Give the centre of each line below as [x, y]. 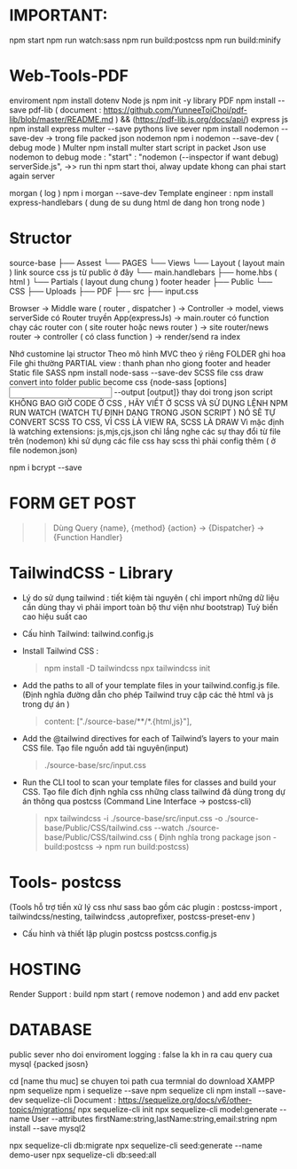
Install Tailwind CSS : [60, 651]
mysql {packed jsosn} [49, 1063]
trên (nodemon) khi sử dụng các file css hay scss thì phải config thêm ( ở [143, 441]
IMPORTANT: [59, 16]
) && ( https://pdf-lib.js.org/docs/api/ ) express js [201, 119]
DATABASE [51, 1029]
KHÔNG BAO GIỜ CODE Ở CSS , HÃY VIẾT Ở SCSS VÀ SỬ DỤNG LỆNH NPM [148, 403]
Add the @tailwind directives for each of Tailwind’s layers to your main [150, 738]
